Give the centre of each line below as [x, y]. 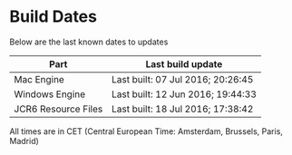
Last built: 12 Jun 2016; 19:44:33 [184, 94]
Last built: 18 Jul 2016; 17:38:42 [183, 109]
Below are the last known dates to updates [89, 42]
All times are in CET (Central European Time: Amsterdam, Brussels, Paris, [146, 131]
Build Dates [54, 17]
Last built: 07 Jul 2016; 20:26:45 [183, 79]
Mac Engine [39, 79]
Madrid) [24, 140]
